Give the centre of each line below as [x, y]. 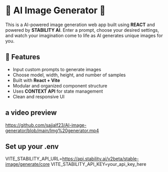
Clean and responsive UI [39, 96]
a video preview [31, 113]
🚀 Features [23, 57]
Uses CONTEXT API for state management [58, 91]
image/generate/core [28, 164]
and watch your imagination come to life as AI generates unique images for [84, 35]
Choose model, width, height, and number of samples [69, 75]
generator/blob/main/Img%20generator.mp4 [52, 131]
